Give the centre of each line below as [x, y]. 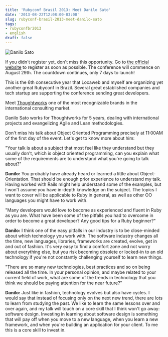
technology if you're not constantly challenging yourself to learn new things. [84, 257]
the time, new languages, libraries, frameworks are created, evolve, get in [81, 241]
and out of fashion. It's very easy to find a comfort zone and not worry [78, 246]
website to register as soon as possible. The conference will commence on [82, 67]
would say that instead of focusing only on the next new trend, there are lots [84, 298]
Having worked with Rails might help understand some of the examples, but [83, 184]
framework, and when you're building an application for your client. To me [81, 324]
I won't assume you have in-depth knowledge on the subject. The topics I [81, 189]
